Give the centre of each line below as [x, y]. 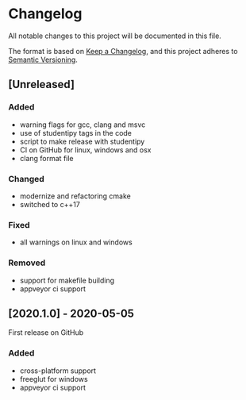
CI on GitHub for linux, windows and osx [85, 150]
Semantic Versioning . [43, 60]
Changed [27, 179]
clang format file [46, 158]
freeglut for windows [54, 379]
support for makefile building [67, 280]
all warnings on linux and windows [76, 242]
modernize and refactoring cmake [75, 196]
